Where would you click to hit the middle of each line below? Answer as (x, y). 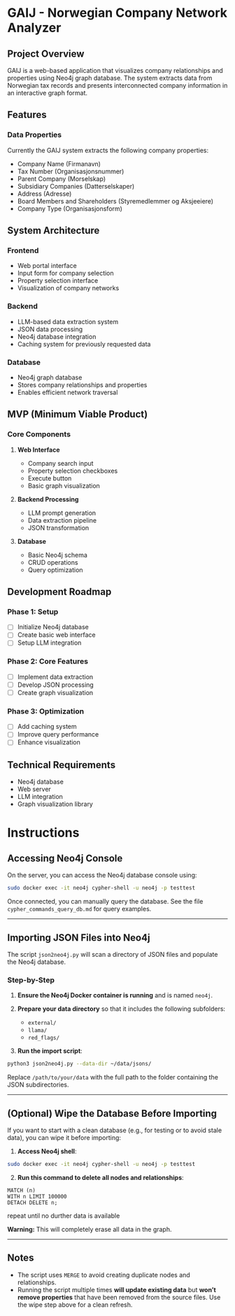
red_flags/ (44, 1038)
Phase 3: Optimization (46, 711)
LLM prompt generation (62, 513)
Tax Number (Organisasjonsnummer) (71, 171)
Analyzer (34, 28)
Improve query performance (58, 734)
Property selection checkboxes (73, 471)
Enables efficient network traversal (67, 392)
